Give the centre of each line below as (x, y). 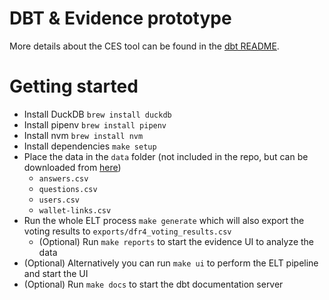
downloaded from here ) (72, 167)
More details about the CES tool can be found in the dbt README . (144, 46)
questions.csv (68, 189)
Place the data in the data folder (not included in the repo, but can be (166, 156)
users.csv (59, 200)
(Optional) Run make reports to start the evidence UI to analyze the (176, 241)
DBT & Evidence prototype (120, 18)
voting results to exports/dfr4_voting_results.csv (127, 231)
